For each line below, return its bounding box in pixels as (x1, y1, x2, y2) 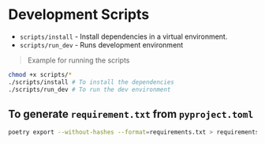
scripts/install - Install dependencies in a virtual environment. (19, 32, 228, 41)
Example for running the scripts (27, 55, 130, 65)
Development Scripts (8, 6, 150, 24)
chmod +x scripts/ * (8, 70, 73, 78)
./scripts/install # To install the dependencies (8, 78, 175, 86)
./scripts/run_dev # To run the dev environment (8, 85, 171, 93)
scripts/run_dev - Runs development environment (19, 40, 184, 49)
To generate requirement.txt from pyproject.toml (8, 107, 254, 120)
